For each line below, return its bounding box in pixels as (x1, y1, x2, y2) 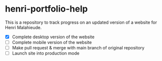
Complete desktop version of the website (12, 34, 95, 40)
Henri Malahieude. (5, 24, 42, 30)
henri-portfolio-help (5, 3, 88, 15)
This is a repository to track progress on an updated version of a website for (5, 19, 157, 25)
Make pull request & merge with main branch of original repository (12, 45, 145, 51)
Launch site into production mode (12, 50, 80, 56)
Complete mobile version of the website (12, 40, 92, 45)
